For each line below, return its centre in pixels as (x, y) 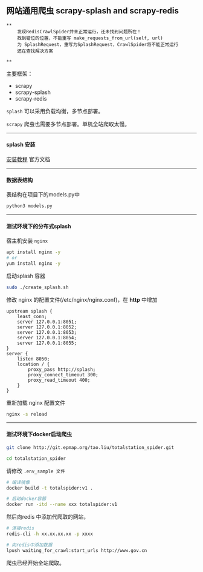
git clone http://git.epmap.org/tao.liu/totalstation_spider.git (90, 447)
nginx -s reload (27, 414)
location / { (34, 364)
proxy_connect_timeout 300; (63, 374)
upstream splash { (29, 311)
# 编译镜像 (18, 482)
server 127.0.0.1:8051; (47, 322)
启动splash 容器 (26, 276)
